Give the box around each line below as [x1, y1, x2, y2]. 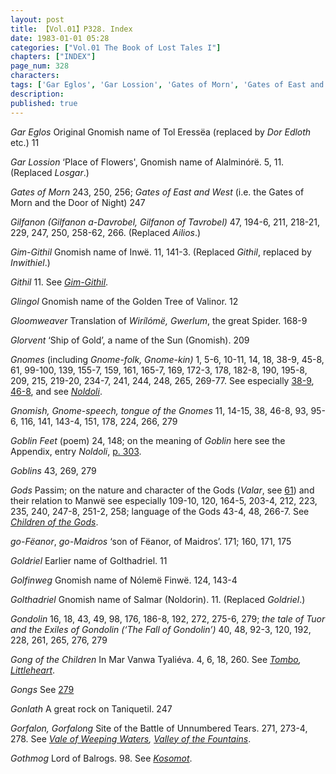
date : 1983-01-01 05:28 [10, 33, 110, 43]
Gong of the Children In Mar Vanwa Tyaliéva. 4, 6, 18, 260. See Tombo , [10, 653, 302, 665]
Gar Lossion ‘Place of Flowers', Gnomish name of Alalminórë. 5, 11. [10, 156, 285, 168]
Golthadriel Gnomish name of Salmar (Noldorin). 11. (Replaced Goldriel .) [10, 593, 306, 605]
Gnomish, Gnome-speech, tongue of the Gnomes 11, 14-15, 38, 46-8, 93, [10, 404, 309, 416]
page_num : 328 [10, 61, 70, 71]
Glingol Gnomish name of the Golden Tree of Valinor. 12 [10, 295, 239, 307]
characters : [10, 71, 60, 81]
